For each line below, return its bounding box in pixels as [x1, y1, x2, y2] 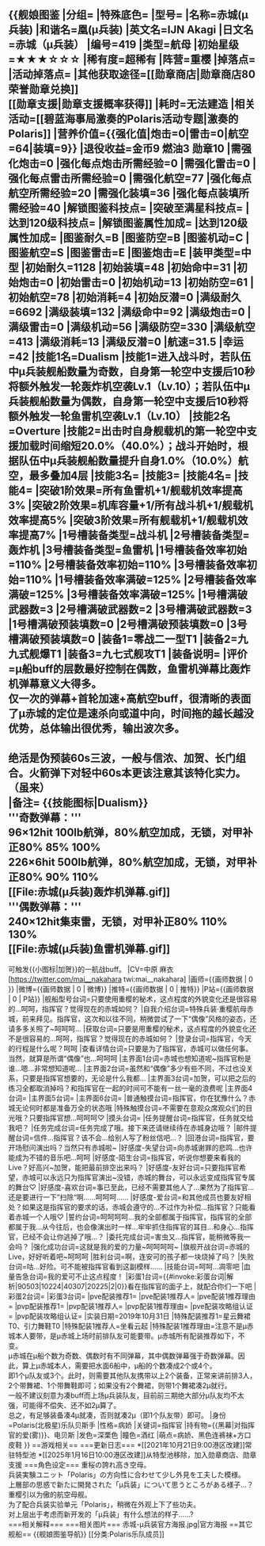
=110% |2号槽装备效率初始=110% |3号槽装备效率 [8, 558, 248, 572]
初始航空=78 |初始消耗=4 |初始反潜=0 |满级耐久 [8, 291, 242, 304]
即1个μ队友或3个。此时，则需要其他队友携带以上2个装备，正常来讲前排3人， [8, 1371, 257, 1380]
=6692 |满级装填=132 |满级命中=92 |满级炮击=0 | [8, 305, 252, 320]
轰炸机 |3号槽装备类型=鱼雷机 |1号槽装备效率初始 [8, 543, 248, 557]
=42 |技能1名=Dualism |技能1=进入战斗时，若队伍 [8, 350, 252, 364]
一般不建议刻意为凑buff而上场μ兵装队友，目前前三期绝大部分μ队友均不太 [8, 1391, 245, 1400]
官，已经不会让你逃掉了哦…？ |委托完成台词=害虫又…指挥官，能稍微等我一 [8, 1232, 252, 1242]
